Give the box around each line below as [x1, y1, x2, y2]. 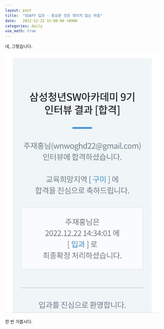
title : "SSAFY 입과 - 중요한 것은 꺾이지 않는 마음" [5, 13, 103, 18]
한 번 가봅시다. [5, 319, 33, 325]
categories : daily [5, 24, 43, 28]
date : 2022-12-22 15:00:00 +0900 [5, 18, 78, 23]
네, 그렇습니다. [5, 43, 33, 49]
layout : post [5, 8, 32, 13]
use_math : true [5, 28, 36, 34]
